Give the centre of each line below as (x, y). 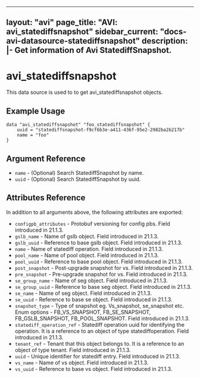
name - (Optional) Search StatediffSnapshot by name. (79, 172)
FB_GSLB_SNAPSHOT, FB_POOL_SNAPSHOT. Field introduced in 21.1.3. (102, 318)
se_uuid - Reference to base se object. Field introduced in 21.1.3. (93, 299)
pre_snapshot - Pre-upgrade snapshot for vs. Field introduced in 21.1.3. (101, 274)
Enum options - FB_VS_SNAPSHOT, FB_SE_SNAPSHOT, (83, 312)
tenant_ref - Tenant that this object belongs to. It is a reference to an (99, 344)
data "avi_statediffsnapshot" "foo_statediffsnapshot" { (78, 125)
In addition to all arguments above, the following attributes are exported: (95, 212)
